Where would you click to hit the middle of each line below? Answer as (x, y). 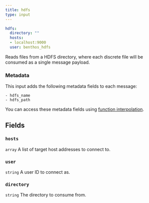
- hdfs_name (18, 96)
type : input (18, 15)
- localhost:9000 (28, 43)
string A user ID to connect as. (38, 172)
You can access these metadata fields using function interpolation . (75, 110)
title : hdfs (18, 10)
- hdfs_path (18, 100)
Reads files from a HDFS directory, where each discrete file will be (74, 57)
